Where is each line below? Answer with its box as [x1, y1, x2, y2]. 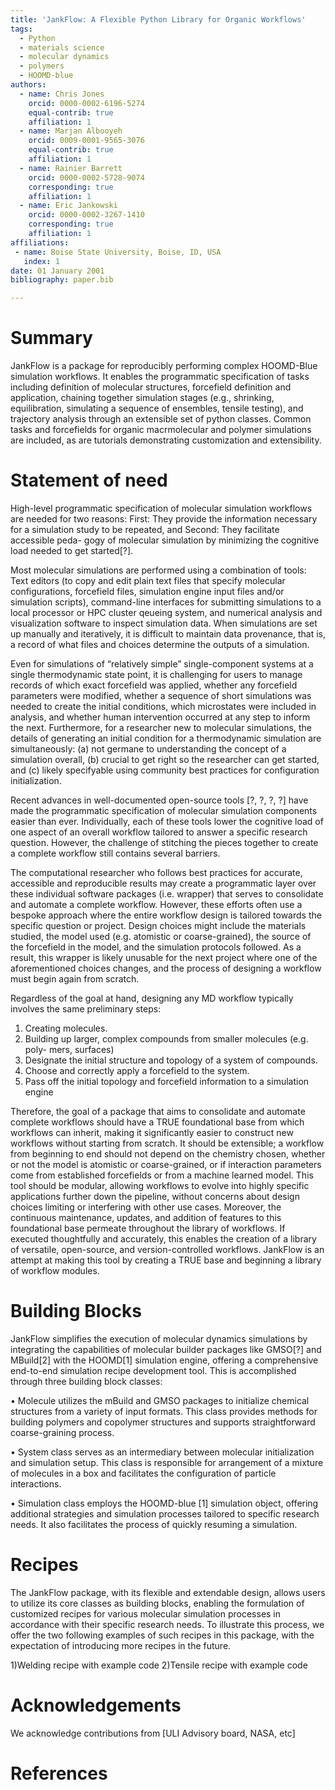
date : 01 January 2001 [10, 266, 105, 276]
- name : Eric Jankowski [19, 201, 118, 211]
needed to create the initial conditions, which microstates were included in [10, 701, 317, 712]
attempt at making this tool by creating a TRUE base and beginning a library [10, 1254, 322, 1266]
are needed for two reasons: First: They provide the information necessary [10, 513, 318, 525]
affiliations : [10, 237, 70, 248]
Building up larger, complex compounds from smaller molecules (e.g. [24, 1033, 309, 1045]
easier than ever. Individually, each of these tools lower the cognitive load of [10, 816, 324, 827]
